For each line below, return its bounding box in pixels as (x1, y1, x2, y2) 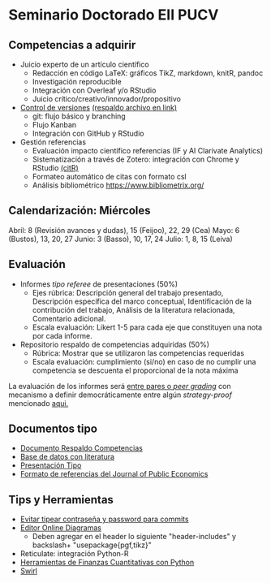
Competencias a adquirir (8, 38, 136, 52)
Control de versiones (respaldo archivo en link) (19, 103, 177, 112)
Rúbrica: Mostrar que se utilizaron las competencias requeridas (32, 348, 245, 358)
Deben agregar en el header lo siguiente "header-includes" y (32, 532, 237, 542)
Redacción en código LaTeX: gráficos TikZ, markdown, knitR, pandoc (32, 68, 264, 78)
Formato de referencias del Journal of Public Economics (19, 469, 209, 479)
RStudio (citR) (32, 163, 79, 172)
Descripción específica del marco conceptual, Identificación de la (32, 296, 252, 306)
